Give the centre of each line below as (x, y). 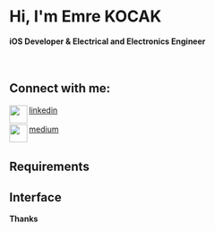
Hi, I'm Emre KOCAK (86, 17)
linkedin (43, 110)
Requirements (49, 167)
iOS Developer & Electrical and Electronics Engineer (107, 41)
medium (44, 129)
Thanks (24, 218)
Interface (35, 197)
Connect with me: (60, 88)
